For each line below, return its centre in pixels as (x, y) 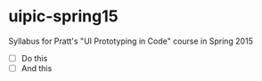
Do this (34, 58)
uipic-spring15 (63, 16)
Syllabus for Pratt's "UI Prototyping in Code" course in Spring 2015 (131, 41)
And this (37, 68)
